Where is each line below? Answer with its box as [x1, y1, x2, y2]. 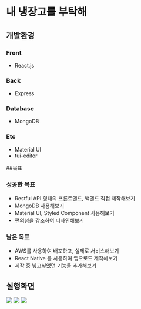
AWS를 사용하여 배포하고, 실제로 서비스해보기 [14, 247, 119, 254]
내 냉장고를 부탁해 [6, 5, 87, 19]
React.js [14, 62, 35, 69]
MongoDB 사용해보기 [14, 202, 65, 209]
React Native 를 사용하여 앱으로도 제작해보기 [14, 255, 118, 262]
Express [14, 90, 35, 97]
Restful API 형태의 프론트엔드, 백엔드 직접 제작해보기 [14, 195, 136, 202]
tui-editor [14, 152, 38, 159]
